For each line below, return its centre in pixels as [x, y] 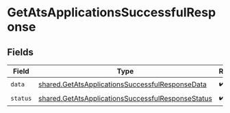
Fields [21, 52]
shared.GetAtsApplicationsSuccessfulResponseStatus [125, 98]
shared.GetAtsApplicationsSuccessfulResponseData [123, 84]
